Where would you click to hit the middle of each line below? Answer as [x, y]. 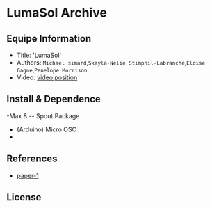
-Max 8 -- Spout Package [43, 115]
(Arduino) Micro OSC [47, 129]
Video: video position [47, 77]
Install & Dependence [54, 99]
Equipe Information [49, 39]
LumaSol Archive [57, 13]
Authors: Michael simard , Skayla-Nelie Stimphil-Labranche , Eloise [111, 63]
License [24, 197]
